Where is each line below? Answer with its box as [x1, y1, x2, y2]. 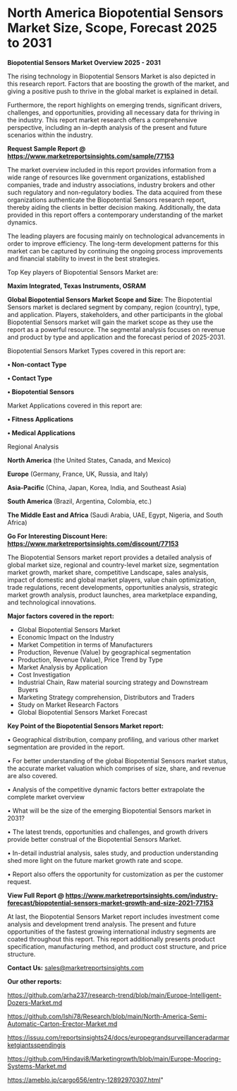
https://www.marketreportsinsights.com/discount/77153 [7, 539, 179, 548]
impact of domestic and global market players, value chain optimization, [7, 576, 217, 584]
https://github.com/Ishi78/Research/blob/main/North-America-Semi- [7, 1012, 207, 1020]
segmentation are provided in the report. [7, 743, 125, 751]
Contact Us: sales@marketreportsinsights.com [7, 963, 145, 972]
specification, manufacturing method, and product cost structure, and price [7, 942, 227, 950]
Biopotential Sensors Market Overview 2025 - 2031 [7, 58, 161, 66]
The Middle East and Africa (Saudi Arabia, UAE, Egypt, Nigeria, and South [7, 511, 224, 519]
